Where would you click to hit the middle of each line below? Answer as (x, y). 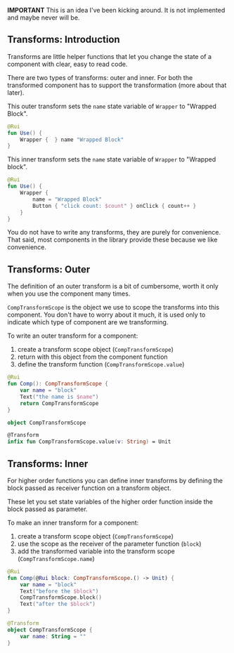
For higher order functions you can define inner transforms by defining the (115, 480)
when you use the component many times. (69, 293)
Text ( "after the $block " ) (58, 604)
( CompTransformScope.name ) (56, 558)
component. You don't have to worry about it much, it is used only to (106, 315)
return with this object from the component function (92, 357)
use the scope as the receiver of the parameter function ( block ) (109, 543)
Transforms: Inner (48, 464)
